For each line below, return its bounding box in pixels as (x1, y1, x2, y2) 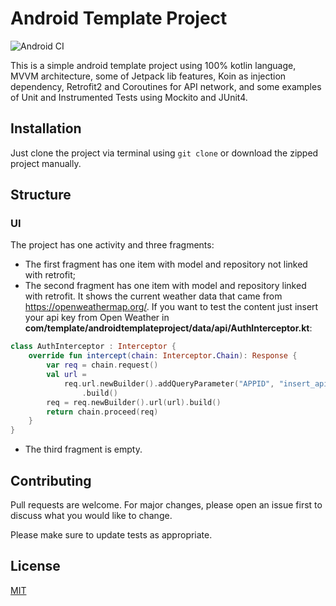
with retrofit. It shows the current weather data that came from (24, 290, 283, 302)
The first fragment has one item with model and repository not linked (24, 258, 308, 271)
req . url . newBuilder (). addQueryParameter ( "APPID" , (63, 378, 275, 389)
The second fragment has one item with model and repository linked (24, 280, 307, 292)
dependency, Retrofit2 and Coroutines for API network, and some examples (10, 80, 322, 92)
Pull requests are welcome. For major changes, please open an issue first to (10, 499, 323, 511)
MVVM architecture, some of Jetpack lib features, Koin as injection (10, 70, 287, 82)
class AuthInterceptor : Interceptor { (10, 342, 177, 352)
